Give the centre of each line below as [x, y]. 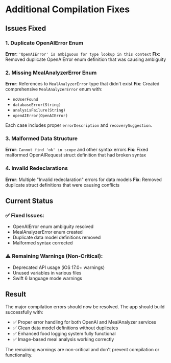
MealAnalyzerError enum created [48, 232]
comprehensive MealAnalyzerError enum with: [54, 89]
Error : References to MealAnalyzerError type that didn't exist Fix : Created [82, 84]
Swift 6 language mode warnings [47, 278]
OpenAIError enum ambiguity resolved [53, 226]
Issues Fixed [26, 28]
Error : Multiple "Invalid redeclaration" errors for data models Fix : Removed [84, 179]
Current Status [29, 201]
